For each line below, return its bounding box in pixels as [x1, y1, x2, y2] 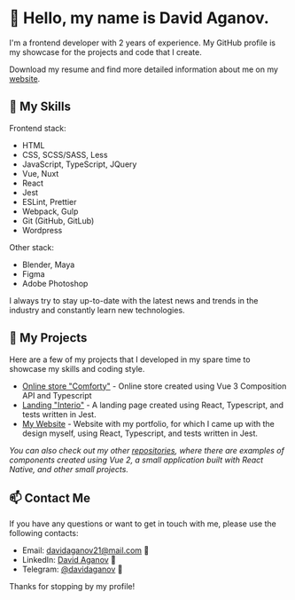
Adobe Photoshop [21, 278, 89, 288]
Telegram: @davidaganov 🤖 [21, 564, 123, 575]
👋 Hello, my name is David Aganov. [9, 8, 270, 28]
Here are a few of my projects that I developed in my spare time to [9, 354, 251, 365]
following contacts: [9, 528, 79, 539]
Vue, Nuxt [21, 168, 59, 178]
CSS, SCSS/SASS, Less [21, 149, 108, 160]
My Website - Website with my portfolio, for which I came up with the [21, 418, 275, 429]
